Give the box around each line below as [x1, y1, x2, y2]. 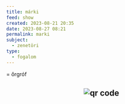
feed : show [6, 15, 34, 21]
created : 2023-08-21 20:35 [6, 20, 74, 26]
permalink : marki [6, 31, 50, 37]
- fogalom [11, 54, 36, 60]
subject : [6, 37, 28, 43]
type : [6, 48, 20, 54]
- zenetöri [11, 43, 39, 49]
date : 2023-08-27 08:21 [6, 25, 66, 32]
